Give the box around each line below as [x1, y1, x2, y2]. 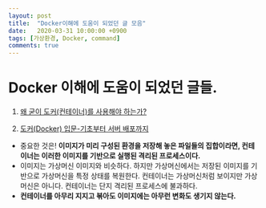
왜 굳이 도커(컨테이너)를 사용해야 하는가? [19, 107, 147, 116]
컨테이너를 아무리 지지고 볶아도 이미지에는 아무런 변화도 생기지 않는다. [19, 191, 236, 201]
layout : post [8, 11, 52, 20]
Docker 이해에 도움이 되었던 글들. [8, 79, 218, 97]
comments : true [8, 42, 59, 50]
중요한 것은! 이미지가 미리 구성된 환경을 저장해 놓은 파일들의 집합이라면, [19, 141, 240, 151]
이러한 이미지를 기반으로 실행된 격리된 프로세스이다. [41, 151, 201, 161]
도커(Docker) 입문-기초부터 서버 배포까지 [19, 124, 149, 133]
